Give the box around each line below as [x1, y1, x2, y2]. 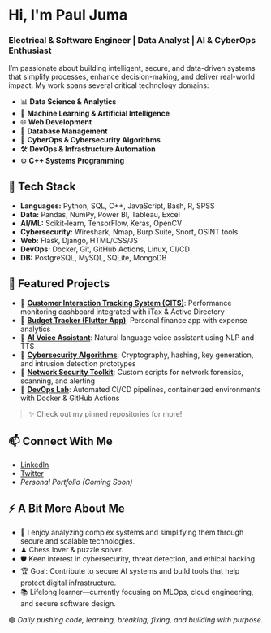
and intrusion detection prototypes [19, 359, 136, 369]
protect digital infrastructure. [19, 578, 117, 587]
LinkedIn [19, 460, 49, 469]
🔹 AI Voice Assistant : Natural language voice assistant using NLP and [19, 333, 255, 343]
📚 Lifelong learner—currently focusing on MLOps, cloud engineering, [19, 587, 254, 596]
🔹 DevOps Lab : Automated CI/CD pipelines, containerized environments [19, 385, 261, 395]
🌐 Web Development [19, 117, 92, 127]
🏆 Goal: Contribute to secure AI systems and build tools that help [19, 565, 240, 575]
